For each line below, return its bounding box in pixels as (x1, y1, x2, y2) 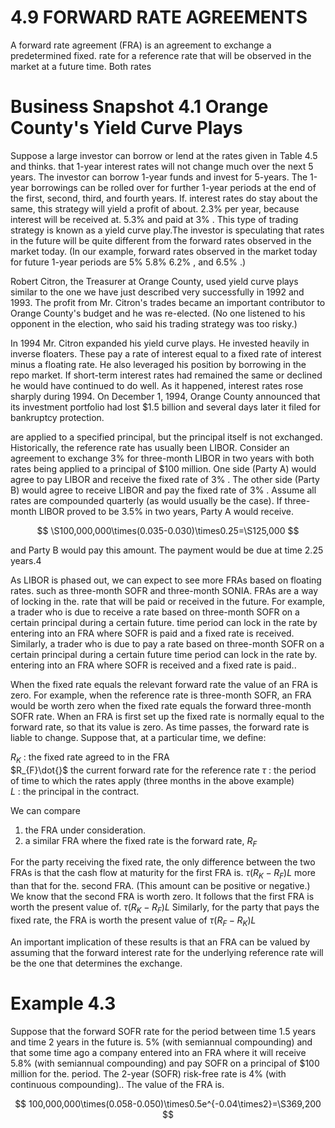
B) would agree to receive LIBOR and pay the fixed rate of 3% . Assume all (10, 484, 317, 496)
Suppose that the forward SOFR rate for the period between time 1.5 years (10, 1025, 317, 1037)
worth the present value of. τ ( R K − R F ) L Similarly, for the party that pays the (10, 901, 320, 916)
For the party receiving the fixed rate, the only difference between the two (10, 856, 316, 868)
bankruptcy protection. (10, 411, 105, 423)
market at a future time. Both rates (10, 60, 152, 72)
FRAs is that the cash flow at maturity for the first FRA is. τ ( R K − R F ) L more (10, 867, 316, 881)
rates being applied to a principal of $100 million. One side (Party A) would (10, 462, 317, 475)
